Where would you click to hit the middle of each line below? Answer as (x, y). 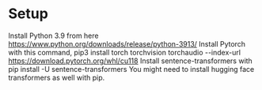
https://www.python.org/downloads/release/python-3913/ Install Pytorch (127, 43)
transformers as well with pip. (57, 77)
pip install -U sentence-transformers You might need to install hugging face (131, 69)
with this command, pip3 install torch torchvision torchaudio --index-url (125, 52)
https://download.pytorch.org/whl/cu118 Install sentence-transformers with (131, 61)
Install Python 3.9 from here (53, 36)
